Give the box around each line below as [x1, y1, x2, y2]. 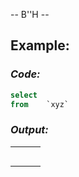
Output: [10, 123, 49, 137]
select [10, 90, 38, 100]
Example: [10, 37, 70, 54]
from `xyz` [10, 99, 70, 109]
